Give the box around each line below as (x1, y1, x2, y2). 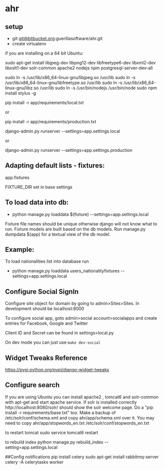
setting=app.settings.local (5, 444, 58, 450)
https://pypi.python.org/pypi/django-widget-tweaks (5, 367, 109, 373)
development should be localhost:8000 (5, 305, 84, 312)
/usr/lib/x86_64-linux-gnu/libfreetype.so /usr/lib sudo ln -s (5, 80, 122, 85)
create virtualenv (12, 41, 47, 47)
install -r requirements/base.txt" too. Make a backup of (5, 410, 116, 415)
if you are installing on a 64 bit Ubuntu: (5, 50, 84, 56)
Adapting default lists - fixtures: (5, 162, 105, 170)
